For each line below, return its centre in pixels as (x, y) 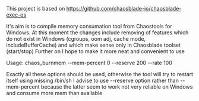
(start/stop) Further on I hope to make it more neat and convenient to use (96, 51)
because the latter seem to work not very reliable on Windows (117, 87)
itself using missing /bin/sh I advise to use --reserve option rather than (93, 80)
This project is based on (36, 9)
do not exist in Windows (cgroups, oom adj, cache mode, (76, 39)
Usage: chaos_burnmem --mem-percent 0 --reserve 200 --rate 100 (89, 63)
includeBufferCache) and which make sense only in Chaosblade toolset (94, 45)
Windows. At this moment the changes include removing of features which (97, 32)
